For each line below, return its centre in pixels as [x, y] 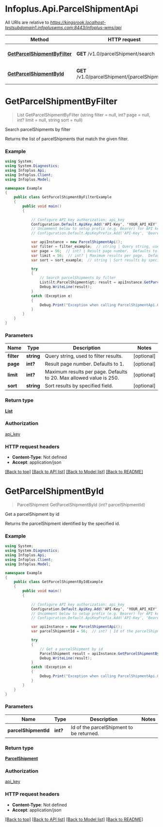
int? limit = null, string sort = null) [50, 120]
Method [40, 39]
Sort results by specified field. [79, 386]
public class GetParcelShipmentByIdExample [58, 582]
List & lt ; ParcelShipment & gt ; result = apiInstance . [92, 282]
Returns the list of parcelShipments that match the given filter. [67, 139]
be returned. [85, 733]
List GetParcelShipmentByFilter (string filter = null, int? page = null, [83, 114]
